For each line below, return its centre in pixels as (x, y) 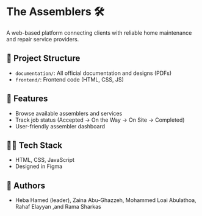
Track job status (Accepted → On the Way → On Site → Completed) (100, 120)
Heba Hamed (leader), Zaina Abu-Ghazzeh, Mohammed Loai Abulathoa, (106, 200)
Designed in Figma (39, 166)
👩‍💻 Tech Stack (34, 145)
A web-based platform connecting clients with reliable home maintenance (99, 33)
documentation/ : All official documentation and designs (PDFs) (93, 73)
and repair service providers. (43, 39)
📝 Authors (26, 185)
